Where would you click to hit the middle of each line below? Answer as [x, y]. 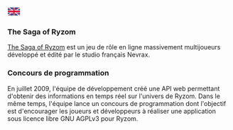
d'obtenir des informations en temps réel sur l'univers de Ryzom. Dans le [114, 96]
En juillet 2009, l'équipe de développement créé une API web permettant [114, 88]
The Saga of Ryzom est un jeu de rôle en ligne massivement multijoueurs [114, 47]
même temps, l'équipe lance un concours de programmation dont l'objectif [117, 103]
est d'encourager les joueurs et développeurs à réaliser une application [112, 111]
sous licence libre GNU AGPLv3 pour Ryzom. [73, 118]
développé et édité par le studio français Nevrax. [79, 55]
